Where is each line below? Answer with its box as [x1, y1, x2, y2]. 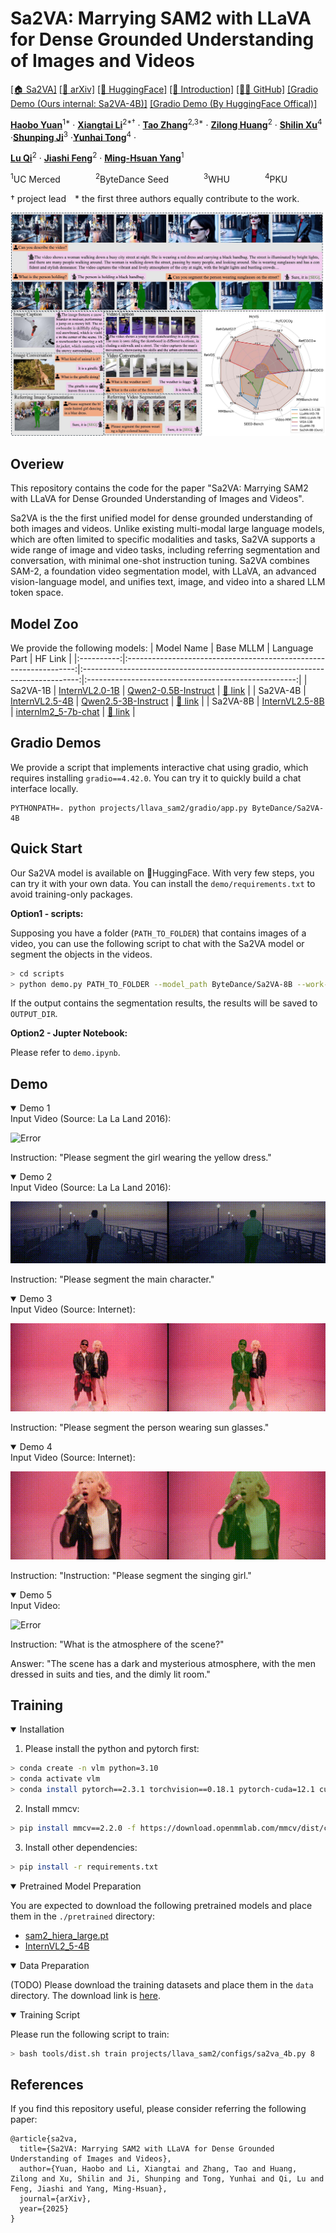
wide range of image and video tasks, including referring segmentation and [10, 544, 321, 556]
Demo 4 [19, 1440, 53, 1452]
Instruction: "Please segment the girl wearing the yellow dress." [10, 1152, 272, 1164]
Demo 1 [19, 1102, 51, 1114]
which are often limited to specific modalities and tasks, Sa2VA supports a [10, 533, 316, 546]
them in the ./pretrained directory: [10, 1910, 156, 1922]
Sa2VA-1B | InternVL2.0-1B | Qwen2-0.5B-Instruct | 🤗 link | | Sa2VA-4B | [10, 685, 307, 696]
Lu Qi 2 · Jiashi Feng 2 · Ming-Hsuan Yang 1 [10, 150, 185, 164]
